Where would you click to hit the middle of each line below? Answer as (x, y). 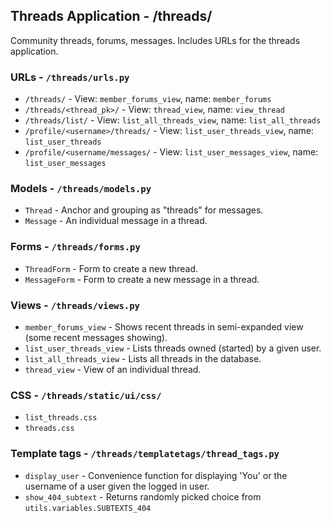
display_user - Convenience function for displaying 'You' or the (156, 475)
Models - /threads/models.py (81, 189)
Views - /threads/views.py (75, 305)
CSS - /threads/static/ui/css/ (86, 395)
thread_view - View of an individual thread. (113, 369)
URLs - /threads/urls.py (70, 77)
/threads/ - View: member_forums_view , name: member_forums (148, 99)
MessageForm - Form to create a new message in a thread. (142, 279)
